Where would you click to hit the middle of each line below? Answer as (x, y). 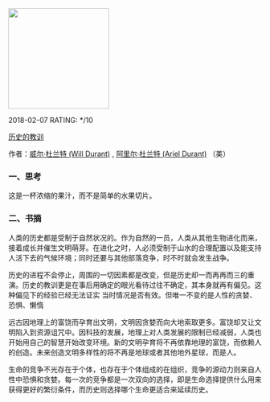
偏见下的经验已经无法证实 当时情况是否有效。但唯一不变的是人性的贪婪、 (136, 295)
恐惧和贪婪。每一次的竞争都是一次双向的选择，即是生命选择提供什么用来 (142, 379)
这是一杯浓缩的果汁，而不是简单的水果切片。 (82, 195)
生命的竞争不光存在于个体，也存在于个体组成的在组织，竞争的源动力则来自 (131, 369)
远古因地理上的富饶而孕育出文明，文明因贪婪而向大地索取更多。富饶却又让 (131, 322)
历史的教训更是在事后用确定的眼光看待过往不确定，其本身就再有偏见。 (138, 285)
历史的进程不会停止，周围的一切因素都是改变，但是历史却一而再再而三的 (128, 275)
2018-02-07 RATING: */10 (51, 120)
